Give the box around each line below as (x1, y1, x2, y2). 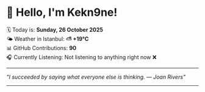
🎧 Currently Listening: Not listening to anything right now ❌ (6, 53, 157, 60)
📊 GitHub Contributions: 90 (6, 44, 77, 51)
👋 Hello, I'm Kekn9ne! (6, 5, 118, 19)
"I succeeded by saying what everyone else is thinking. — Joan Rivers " (6, 73, 186, 80)
